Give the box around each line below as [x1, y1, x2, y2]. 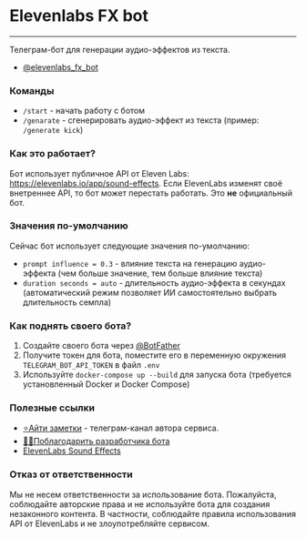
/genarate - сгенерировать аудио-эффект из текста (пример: [22, 115, 260, 126]
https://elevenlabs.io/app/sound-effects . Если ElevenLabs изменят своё [9, 178, 283, 188]
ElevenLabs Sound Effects [22, 445, 121, 456]
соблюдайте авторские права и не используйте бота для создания [9, 498, 270, 510]
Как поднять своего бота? [9, 320, 132, 332]
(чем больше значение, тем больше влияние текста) [57, 268, 263, 279]
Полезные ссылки [9, 401, 96, 414]
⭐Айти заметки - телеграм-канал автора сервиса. [22, 422, 219, 433]
